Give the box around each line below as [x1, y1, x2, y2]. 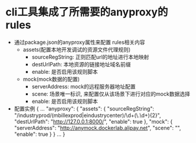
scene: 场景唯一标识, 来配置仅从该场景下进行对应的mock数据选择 [31, 90, 190, 97]
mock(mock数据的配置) [22, 75, 80, 83]
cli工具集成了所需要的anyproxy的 [5, 5, 168, 19]
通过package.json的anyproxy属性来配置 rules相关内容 [14, 38, 145, 45]
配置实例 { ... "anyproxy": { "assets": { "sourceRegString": [14, 105, 155, 112]
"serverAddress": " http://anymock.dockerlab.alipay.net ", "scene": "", [14, 124, 181, 131]
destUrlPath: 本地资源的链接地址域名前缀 [31, 60, 131, 68]
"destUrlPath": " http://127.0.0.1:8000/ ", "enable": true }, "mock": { [14, 118, 173, 125]
